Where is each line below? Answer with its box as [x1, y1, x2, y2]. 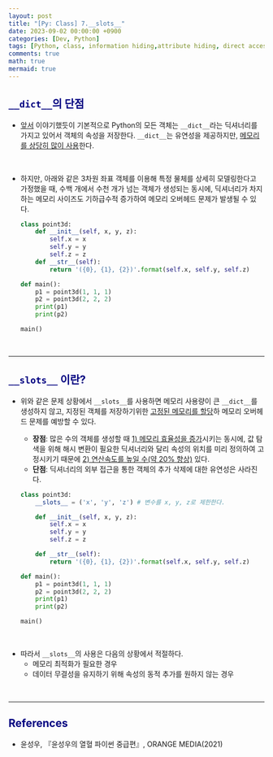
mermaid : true [8, 65, 57, 73]
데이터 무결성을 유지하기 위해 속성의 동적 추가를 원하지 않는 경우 [32, 669, 234, 679]
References [8, 716, 68, 730]
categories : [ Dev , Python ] [8, 34, 100, 43]
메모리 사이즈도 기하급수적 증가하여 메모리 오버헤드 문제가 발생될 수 [35, 194, 249, 203]
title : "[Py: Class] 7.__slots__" [8, 20, 126, 28]
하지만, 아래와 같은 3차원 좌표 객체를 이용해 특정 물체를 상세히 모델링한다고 [19, 173, 258, 183]
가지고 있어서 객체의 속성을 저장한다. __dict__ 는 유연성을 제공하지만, [19, 130, 238, 140]
